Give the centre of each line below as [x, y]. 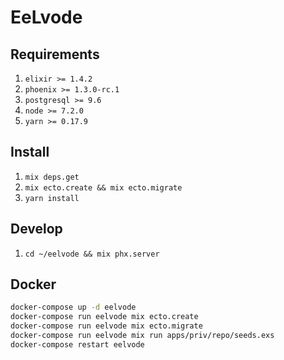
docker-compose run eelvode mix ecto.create [104, 317]
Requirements [55, 54]
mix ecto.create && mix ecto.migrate [103, 187]
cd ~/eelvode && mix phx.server [92, 254]
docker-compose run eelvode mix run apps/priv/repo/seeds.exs [142, 336]
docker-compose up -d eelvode [73, 307]
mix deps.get [52, 177]
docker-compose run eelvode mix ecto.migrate [106, 326]
